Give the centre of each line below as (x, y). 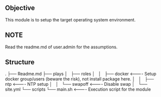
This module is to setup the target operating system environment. (70, 19)
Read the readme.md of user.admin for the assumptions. (61, 47)
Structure (20, 62)
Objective (20, 8)
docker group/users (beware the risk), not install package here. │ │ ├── (80, 79)
